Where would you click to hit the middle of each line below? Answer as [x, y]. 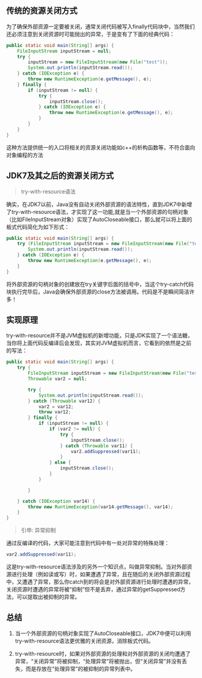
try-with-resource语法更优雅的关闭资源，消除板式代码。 [84, 641]
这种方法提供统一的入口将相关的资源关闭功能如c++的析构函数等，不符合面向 [101, 147]
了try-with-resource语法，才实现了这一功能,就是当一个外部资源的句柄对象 [97, 212]
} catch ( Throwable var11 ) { [96, 446]
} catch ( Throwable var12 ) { [64, 401]
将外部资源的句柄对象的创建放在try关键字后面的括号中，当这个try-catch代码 [100, 284]
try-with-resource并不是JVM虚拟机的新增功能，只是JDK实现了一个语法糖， [100, 336]
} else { [60, 463]
